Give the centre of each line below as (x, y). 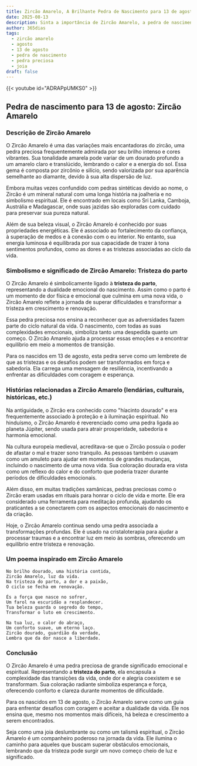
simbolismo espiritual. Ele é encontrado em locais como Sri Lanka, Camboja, (98, 200)
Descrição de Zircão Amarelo (48, 133)
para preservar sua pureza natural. (48, 212)
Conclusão (22, 653)
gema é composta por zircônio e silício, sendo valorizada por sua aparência (98, 170)
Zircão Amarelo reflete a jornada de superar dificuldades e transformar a (94, 302)
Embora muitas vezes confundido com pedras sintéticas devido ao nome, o (97, 188)
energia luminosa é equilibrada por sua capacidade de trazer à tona (88, 243)
